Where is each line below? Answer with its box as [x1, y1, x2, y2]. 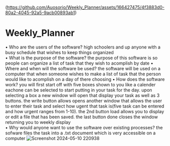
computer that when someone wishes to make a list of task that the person [5, 71, 161, 77]
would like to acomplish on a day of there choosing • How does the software [5, 76, 165, 82]
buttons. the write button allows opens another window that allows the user [5, 98, 162, 104]
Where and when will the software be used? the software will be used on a [5, 65, 161, 71]
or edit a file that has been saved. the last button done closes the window [5, 114, 158, 120]
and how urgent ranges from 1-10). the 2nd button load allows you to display [5, 108, 164, 114]
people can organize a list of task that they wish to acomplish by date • [5, 60, 153, 66]
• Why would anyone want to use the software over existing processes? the [5, 124, 163, 130]
